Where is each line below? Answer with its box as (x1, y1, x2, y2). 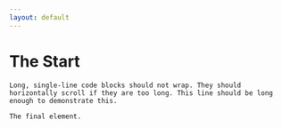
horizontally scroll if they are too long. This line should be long (9, 88, 274, 98)
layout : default (9, 12, 70, 22)
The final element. (9, 112, 82, 121)
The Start (9, 51, 80, 71)
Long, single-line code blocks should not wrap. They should (9, 81, 242, 90)
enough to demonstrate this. (9, 96, 118, 105)
